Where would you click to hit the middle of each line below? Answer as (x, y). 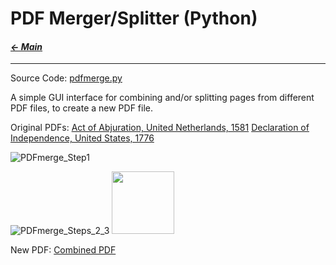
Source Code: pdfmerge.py (66, 78)
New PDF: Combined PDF (63, 250)
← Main (26, 46)
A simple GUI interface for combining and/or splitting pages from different (162, 98)
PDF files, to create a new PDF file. (82, 108)
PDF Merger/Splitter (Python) (134, 18)
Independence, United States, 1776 (82, 138)
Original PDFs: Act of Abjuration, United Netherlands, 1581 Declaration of (160, 128)
